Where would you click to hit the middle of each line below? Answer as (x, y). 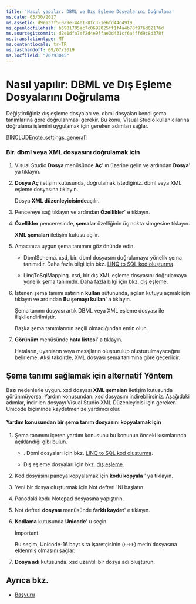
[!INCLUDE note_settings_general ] (46, 137)
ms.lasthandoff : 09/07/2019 (40, 50)
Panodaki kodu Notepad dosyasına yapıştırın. (69, 499)
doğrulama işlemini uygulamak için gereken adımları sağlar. (77, 126)
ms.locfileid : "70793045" (38, 55)
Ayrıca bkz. (27, 580)
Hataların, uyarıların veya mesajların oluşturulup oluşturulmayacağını (97, 351)
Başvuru (25, 595)
